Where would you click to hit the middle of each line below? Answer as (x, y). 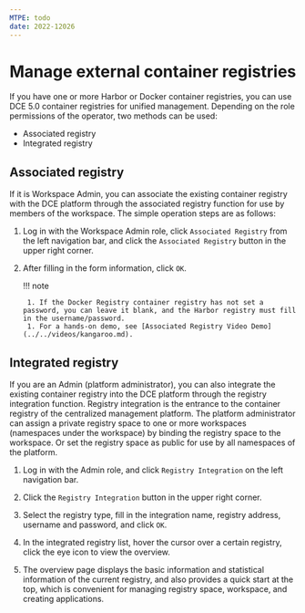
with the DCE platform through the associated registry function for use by (147, 204)
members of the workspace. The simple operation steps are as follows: (142, 213)
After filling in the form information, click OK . (104, 268)
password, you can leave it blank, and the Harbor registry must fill (159, 311)
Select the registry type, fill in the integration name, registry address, (152, 515)
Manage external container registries (153, 72)
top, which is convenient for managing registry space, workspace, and (155, 589)
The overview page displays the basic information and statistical (143, 570)
